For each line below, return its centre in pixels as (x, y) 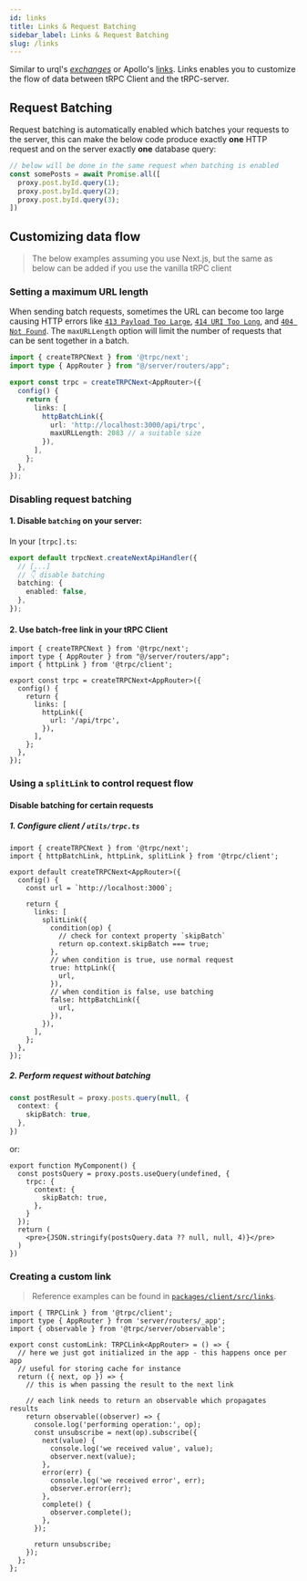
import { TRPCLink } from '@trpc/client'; (91, 1313)
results (24, 1409)
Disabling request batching (71, 499)
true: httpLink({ (83, 968)
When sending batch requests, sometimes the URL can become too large (147, 312)
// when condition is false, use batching (132, 992)
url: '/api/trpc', (85, 721)
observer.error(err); (91, 1489)
